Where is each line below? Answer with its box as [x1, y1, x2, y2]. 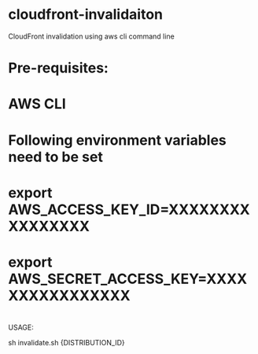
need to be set [8, 148, 104, 166]
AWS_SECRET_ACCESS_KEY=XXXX [8, 270, 248, 288]
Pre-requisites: [8, 59, 109, 77]
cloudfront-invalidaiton [8, 6, 164, 24]
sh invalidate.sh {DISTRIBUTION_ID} [8, 338, 126, 348]
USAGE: [8, 323, 34, 332]
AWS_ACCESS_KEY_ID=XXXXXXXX [8, 201, 250, 218]
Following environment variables [8, 131, 227, 149]
